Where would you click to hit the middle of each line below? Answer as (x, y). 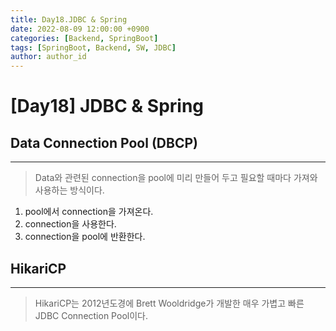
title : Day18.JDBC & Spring (69, 19)
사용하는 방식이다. (69, 190)
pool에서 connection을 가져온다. (89, 212)
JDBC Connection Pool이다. (91, 315)
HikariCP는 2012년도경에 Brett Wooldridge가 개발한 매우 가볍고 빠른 (169, 303)
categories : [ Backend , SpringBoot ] (84, 38)
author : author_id (48, 57)
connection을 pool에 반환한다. (85, 237)
